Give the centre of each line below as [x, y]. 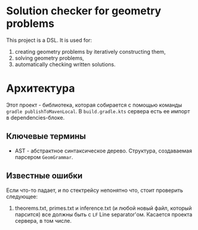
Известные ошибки [44, 176]
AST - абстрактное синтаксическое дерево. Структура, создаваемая [103, 151]
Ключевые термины [46, 136]
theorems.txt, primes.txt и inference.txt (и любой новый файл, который [103, 208]
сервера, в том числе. [43, 220]
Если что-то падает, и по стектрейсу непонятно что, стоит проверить [95, 190]
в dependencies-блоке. [35, 117]
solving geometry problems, [49, 58]
